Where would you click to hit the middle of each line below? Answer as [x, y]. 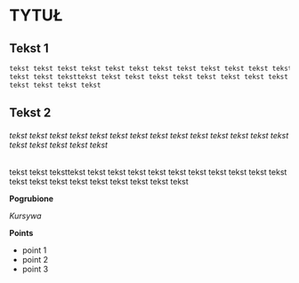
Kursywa [25, 216]
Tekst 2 [30, 113]
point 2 [35, 260]
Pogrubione [32, 199]
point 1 [34, 250]
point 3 [35, 269]
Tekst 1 [29, 48]
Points [21, 233]
